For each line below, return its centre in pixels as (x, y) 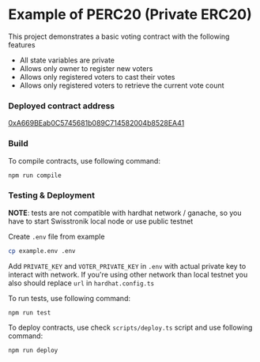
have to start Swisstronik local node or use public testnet (101, 221)
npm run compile (35, 175)
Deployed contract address (62, 106)
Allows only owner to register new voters (86, 68)
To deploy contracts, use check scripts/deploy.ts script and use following (130, 328)
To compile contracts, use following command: (84, 160)
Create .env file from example (57, 236)
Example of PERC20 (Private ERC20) (130, 15)
